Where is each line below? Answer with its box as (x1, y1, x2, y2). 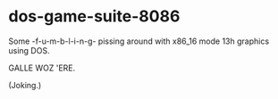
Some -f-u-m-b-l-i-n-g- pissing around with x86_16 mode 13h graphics (8, 36, 270, 46)
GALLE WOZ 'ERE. (8, 62, 76, 73)
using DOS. (8, 45, 50, 55)
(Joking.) (8, 79, 42, 90)
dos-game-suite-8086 (8, 6, 181, 27)
